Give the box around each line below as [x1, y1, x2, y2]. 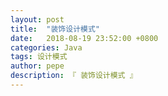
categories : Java [10, 42, 83, 53]
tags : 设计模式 [10, 52, 68, 62]
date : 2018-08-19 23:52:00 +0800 [10, 33, 159, 43]
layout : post [10, 14, 65, 25]
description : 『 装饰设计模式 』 [10, 71, 138, 81]
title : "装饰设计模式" [10, 24, 100, 34]
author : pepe [10, 61, 65, 71]
